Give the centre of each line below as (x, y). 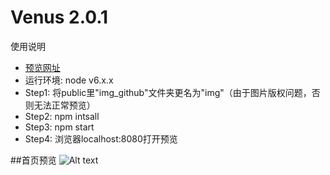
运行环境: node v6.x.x (69, 80)
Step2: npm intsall (62, 116)
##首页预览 (33, 160)
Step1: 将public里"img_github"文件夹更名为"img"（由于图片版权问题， (168, 92)
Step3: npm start (59, 127)
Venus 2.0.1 (59, 17)
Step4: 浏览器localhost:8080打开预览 (101, 138)
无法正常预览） (64, 105)
